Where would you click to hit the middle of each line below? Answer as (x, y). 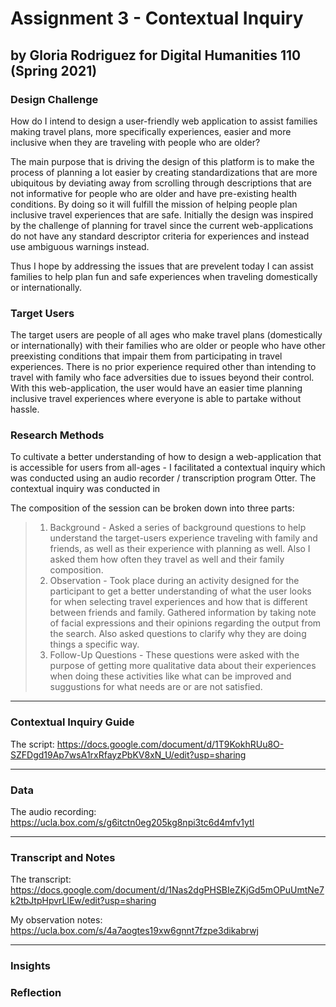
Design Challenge (54, 99)
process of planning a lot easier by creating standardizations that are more (164, 172)
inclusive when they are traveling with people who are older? (135, 142)
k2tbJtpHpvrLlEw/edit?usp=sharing (83, 901)
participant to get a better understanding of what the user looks (180, 591)
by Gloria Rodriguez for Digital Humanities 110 (156, 55)
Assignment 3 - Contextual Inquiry (157, 18)
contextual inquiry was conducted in (85, 489)
